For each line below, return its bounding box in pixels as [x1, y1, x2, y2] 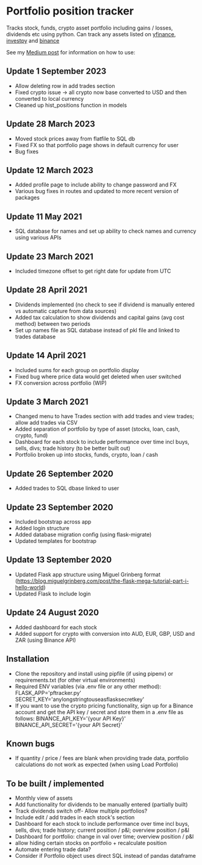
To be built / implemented [6, 778, 104, 788]
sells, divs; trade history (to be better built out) [14, 445, 131, 452]
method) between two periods [14, 320, 90, 327]
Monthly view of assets [14, 794, 73, 802]
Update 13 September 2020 [6, 555, 112, 565]
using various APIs [14, 234, 62, 241]
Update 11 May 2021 [6, 211, 83, 221]
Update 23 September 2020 [6, 502, 113, 512]
